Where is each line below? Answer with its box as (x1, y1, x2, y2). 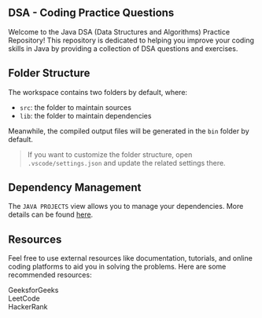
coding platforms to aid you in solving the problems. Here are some (8, 262, 227, 272)
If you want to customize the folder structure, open (27, 149, 193, 159)
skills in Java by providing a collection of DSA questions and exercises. (8, 43, 238, 53)
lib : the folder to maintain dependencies (19, 111, 152, 120)
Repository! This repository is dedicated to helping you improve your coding (8, 35, 254, 45)
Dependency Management (8, 181, 142, 195)
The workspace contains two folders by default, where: (8, 87, 187, 97)
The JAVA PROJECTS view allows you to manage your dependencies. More (8, 202, 244, 211)
